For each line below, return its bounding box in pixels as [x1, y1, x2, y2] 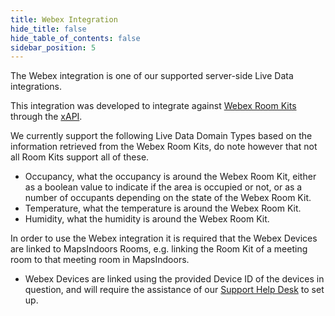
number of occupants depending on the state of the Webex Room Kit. [24, 192, 312, 204]
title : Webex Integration [10, 14, 118, 25]
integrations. [10, 81, 63, 93]
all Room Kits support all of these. [10, 151, 150, 163]
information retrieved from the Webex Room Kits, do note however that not [10, 141, 318, 153]
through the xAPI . [10, 111, 83, 123]
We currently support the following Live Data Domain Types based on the [10, 130, 313, 142]
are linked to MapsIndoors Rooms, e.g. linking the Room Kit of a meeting [10, 243, 308, 255]
